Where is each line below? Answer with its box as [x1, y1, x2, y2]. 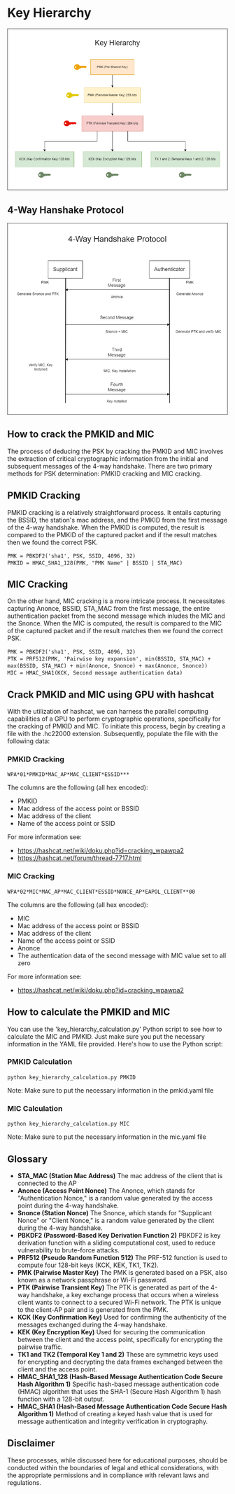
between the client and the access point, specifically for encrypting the [17, 1335, 223, 1343]
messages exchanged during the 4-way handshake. [17, 1320, 168, 1329]
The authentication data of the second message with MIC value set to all [17, 951, 227, 960]
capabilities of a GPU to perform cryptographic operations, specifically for [7, 714, 221, 723]
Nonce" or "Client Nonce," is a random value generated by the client [17, 1216, 215, 1224]
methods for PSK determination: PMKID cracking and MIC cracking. [7, 469, 202, 478]
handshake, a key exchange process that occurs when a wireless [31, 1290, 219, 1299]
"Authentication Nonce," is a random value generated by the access [17, 1194, 213, 1202]
